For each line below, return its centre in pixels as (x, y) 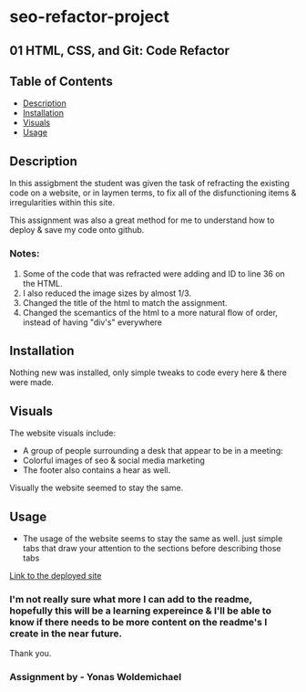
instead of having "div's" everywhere (92, 322)
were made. (32, 383)
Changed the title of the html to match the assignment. (125, 302)
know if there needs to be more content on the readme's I (138, 622)
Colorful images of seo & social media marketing (113, 461)
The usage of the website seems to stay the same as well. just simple (153, 538)
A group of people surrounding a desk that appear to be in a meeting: (153, 451)
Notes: (25, 254)
